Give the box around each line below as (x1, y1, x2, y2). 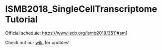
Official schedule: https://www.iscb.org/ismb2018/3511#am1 (5, 30, 128, 36)
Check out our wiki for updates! (5, 39, 70, 45)
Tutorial (5, 14, 38, 25)
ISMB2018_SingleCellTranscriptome (5, 3, 158, 15)
